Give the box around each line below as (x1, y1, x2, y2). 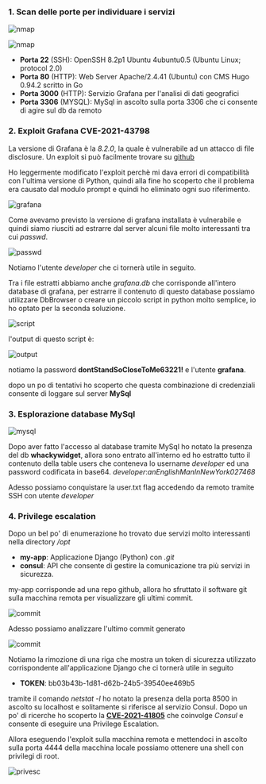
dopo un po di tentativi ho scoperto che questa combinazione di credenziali (8, 380, 256, 390)
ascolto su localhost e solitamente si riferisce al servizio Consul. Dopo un (8, 702, 248, 712)
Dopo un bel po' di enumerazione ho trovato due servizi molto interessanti (8, 528, 251, 538)
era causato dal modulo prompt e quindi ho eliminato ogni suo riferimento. (8, 184, 251, 194)
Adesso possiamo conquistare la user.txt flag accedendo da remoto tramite (8, 482, 255, 492)
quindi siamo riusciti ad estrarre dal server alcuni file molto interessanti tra (8, 223, 251, 233)
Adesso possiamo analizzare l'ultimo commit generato (8, 624, 186, 633)
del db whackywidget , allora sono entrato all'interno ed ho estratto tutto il (8, 450, 251, 459)
